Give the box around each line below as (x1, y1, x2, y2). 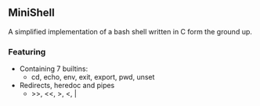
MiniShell (8, 6, 55, 19)
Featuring (8, 46, 46, 57)
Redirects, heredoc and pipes (19, 81, 115, 90)
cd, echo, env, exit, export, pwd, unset (31, 72, 155, 82)
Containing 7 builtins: (19, 64, 88, 73)
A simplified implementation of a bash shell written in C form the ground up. (8, 26, 253, 36)
